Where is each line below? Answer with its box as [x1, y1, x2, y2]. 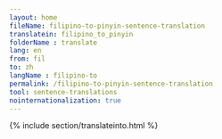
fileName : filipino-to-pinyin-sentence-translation [9, 21, 205, 30]
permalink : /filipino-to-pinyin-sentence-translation [9, 79, 214, 88]
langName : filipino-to [9, 71, 98, 80]
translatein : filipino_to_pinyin [9, 29, 134, 38]
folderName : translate [9, 37, 98, 47]
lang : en [9, 46, 42, 55]
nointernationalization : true [9, 95, 122, 105]
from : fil [9, 54, 46, 63]
